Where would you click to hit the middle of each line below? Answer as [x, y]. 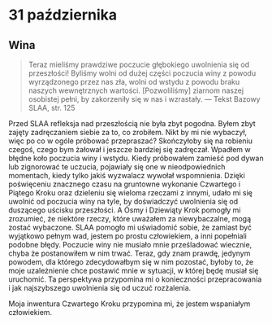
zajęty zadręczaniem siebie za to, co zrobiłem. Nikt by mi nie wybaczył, [128, 132]
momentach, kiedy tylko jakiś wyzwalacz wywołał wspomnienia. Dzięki [127, 175]
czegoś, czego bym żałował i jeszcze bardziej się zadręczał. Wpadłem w [130, 149]
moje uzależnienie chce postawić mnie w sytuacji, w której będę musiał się [134, 271]
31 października [63, 15]
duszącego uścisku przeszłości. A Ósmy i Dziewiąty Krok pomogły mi [125, 210]
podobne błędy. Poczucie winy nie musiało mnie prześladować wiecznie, [130, 245]
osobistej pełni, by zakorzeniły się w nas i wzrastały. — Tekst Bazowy [144, 99]
